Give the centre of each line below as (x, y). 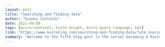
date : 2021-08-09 (23, 23)
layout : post (18, 10)
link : (11, 32)
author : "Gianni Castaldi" (33, 19)
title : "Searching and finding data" (44, 14)
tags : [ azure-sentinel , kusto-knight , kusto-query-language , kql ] (74, 28)
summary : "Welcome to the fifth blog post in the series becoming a (77, 37)
